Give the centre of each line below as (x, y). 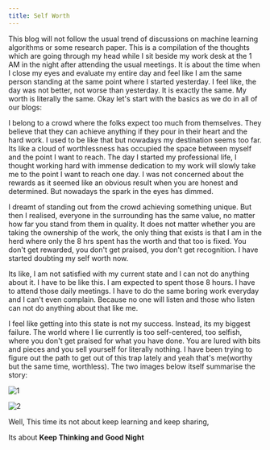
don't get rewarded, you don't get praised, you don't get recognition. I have (133, 250)
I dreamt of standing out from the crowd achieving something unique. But (130, 207)
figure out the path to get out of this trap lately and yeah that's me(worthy (131, 357)
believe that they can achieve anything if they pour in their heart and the (128, 131)
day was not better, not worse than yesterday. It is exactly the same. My (128, 90)
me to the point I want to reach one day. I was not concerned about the (126, 174)
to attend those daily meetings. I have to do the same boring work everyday (134, 291)
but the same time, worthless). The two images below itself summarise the (132, 366)
